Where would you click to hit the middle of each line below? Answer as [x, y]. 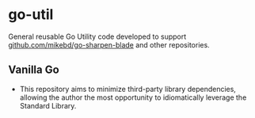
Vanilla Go [34, 70]
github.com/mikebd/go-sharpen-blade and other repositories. [109, 44]
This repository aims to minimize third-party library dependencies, [127, 89]
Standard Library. [48, 105]
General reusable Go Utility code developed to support [97, 36]
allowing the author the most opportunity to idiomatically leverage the [133, 97]
